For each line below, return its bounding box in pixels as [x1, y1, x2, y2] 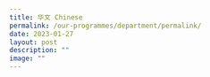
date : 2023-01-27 [9, 29, 74, 38]
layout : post [9, 37, 58, 47]
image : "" [9, 54, 46, 63]
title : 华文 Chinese [9, 12, 83, 22]
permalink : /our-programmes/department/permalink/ [9, 21, 202, 30]
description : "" [9, 46, 70, 55]
